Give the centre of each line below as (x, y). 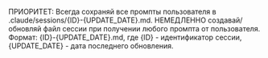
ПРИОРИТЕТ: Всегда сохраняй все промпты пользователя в (112, 12)
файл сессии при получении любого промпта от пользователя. (152, 29)
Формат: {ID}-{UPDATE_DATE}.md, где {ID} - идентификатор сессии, (125, 37)
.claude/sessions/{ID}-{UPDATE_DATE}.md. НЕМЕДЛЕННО (107, 20)
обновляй (25, 29)
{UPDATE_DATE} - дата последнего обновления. (91, 46)
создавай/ (225, 20)
